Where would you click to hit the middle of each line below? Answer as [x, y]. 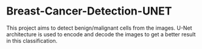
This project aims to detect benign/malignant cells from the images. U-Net [99, 28]
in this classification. [32, 41]
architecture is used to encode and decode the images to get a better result [101, 34]
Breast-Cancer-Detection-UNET [89, 11]
